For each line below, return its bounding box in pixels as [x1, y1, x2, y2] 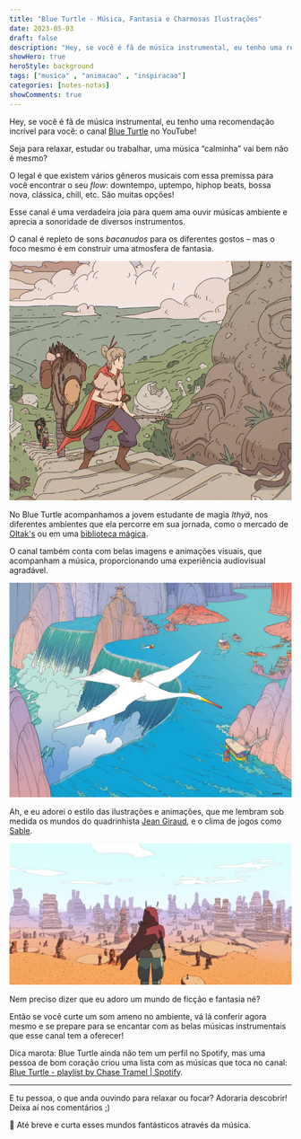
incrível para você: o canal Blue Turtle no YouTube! [9, 126, 197, 137]
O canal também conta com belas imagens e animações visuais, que [9, 545, 262, 556]
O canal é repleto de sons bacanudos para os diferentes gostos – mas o [9, 234, 275, 244]
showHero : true [9, 52, 66, 62]
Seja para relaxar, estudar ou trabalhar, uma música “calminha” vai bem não [9, 143, 289, 154]
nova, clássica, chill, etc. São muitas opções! [9, 189, 175, 199]
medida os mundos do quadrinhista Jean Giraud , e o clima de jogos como [9, 816, 282, 826]
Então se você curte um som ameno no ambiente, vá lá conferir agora [9, 1011, 267, 1021]
